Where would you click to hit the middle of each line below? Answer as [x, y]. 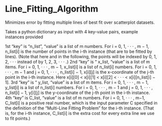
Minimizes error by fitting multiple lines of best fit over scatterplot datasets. [80, 22]
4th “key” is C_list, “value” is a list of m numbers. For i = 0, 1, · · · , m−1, [75, 97]
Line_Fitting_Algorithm [52, 9]
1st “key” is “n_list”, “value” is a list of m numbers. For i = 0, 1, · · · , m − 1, [77, 46]
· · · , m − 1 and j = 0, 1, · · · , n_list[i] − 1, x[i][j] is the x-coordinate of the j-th [80, 72]
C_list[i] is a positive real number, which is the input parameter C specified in [81, 103]
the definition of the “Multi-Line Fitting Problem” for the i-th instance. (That [80, 108]
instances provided [24, 37]
